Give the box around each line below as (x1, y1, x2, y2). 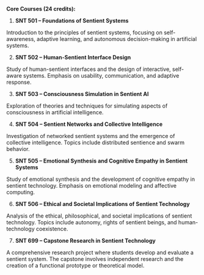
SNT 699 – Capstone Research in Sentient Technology (15, 237, 156, 244)
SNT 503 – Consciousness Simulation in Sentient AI (15, 90, 149, 97)
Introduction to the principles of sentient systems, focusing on (6, 29, 163, 36)
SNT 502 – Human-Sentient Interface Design (15, 54, 131, 61)
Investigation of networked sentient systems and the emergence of (6, 133, 175, 139)
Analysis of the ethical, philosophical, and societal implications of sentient (6, 212, 192, 219)
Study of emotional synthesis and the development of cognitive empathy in (6, 175, 195, 183)
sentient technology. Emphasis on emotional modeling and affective (6, 182, 177, 189)
